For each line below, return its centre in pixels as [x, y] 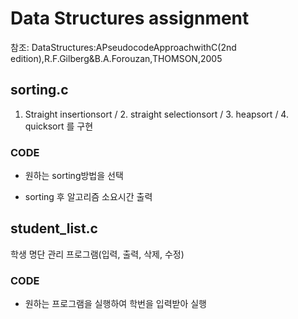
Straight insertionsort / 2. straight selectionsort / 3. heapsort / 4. [156, 114]
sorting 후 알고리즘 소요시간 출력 [88, 197]
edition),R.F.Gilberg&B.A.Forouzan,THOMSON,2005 [116, 58]
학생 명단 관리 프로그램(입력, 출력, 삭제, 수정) [97, 254]
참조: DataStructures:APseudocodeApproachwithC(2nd [123, 47]
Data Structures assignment [130, 18]
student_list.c [54, 228]
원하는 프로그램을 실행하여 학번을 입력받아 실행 [115, 304]
